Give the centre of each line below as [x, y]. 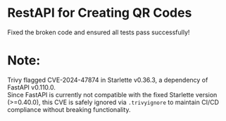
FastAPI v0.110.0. [32, 87]
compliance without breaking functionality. [69, 109]
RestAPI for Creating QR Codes [100, 13]
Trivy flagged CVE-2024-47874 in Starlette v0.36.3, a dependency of [108, 80]
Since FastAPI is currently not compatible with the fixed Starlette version [112, 94]
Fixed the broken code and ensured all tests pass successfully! [99, 32]
